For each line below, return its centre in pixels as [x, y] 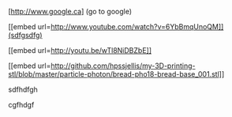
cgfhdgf [21, 105]
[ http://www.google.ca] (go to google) [70, 11]
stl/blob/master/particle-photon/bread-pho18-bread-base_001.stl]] [116, 74]
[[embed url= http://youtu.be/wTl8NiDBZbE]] [80, 50]
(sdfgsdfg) [25, 35]
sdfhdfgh [23, 89]
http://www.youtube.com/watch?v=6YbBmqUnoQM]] [137, 26]
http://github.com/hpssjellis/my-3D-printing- [123, 66]
